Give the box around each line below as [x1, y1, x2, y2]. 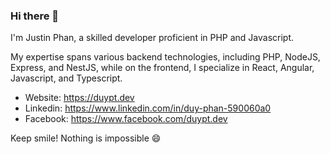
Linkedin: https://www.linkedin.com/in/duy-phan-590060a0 [24, 102, 272, 114]
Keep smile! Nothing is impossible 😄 [10, 132, 162, 144]
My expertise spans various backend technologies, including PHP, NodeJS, [10, 51, 321, 63]
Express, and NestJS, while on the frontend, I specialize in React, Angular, [10, 62, 315, 74]
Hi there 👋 [10, 9, 60, 23]
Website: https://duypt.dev [24, 92, 135, 104]
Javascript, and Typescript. [10, 72, 123, 84]
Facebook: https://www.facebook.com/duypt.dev [24, 113, 228, 125]
